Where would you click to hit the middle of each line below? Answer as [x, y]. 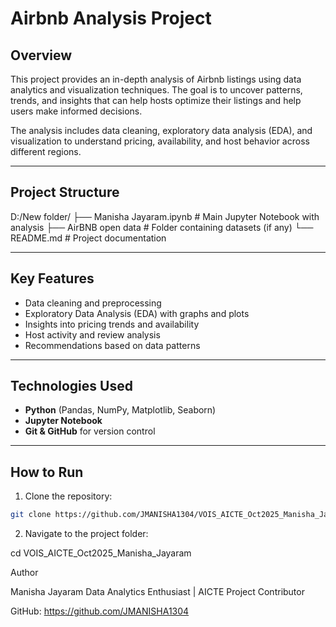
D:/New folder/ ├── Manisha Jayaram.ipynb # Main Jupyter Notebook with [165, 216]
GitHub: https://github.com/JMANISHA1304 [100, 611]
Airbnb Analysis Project [111, 18]
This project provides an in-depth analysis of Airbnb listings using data [156, 79]
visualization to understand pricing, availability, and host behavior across [160, 141]
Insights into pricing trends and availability [112, 324]
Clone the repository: [68, 496]
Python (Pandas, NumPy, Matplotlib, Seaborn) [120, 410]
